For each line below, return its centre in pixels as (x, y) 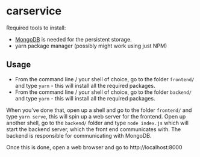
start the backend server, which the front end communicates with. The (94, 129)
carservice (34, 11)
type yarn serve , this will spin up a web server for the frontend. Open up (96, 116)
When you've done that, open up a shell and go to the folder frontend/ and (99, 110)
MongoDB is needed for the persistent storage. (73, 39)
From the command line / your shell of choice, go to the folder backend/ (103, 92)
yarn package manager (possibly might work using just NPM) (91, 46)
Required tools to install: (36, 28)
